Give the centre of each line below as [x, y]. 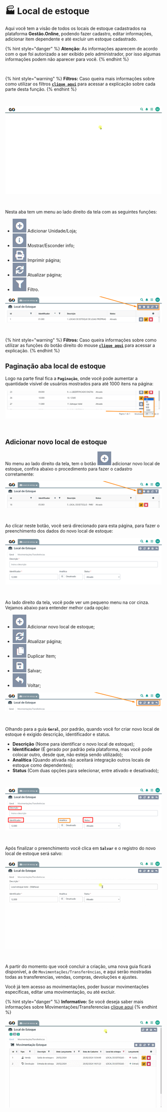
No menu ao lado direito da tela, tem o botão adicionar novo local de [83, 463]
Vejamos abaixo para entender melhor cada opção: [58, 608]
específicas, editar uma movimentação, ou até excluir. [60, 992]
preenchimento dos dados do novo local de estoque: [59, 531]
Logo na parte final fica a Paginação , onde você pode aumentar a [72, 378]
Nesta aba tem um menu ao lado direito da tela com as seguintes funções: [81, 212]
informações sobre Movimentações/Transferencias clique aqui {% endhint [81, 1007]
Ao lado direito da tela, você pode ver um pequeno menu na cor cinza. [77, 602]
